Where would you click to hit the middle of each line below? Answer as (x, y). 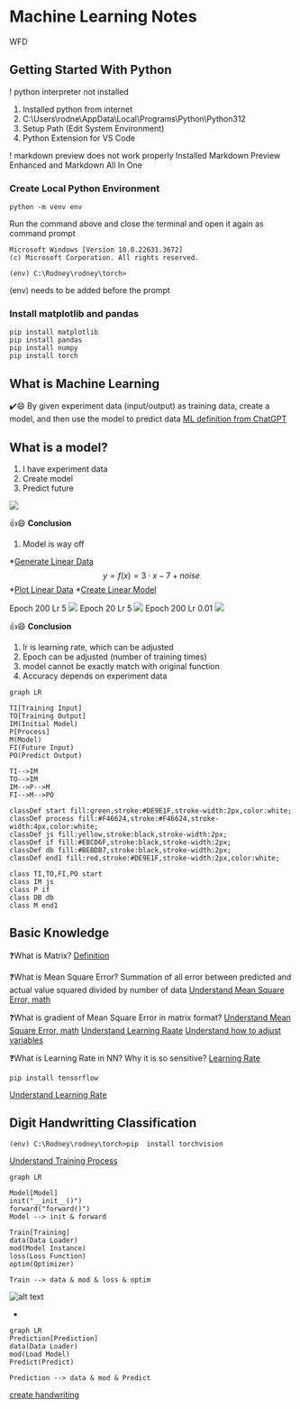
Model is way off (53, 544)
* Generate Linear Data (52, 561)
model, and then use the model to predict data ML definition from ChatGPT (148, 419)
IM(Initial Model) (44, 723)
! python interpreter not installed (69, 91)
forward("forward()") (50, 1209)
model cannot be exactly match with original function (121, 666)
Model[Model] (34, 1193)
